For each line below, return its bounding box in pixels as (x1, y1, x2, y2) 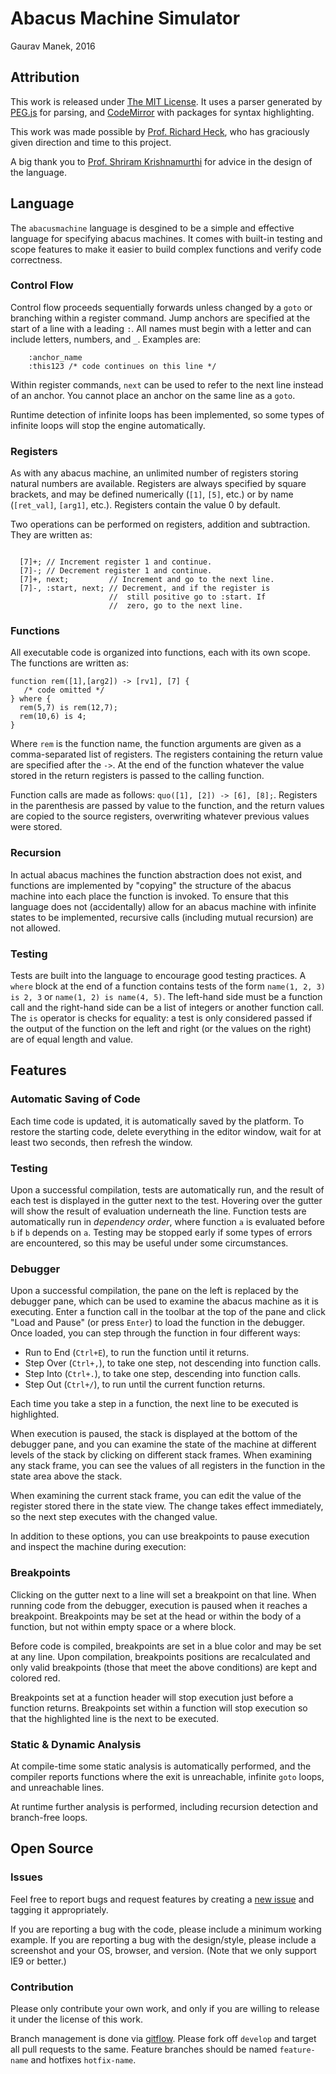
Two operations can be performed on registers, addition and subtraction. (10, 518, 311, 531)
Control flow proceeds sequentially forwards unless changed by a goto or (10, 301, 313, 313)
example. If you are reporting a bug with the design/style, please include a (10, 1933, 317, 1946)
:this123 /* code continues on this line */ (28, 361, 217, 371)
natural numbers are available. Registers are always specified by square (10, 478, 307, 490)
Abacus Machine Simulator (10, 7, 241, 30)
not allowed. (10, 922, 61, 934)
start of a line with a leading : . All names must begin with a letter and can (10, 322, 312, 334)
